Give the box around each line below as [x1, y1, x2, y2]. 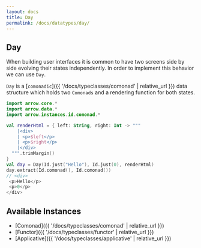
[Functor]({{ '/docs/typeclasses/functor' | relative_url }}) [14, 229, 154, 235]
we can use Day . [6, 71, 46, 78]
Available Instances [6, 206, 82, 216]
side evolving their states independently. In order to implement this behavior [6, 64, 194, 72]
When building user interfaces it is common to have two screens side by [6, 58, 185, 65]
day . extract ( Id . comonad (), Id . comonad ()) [6, 167, 112, 173]
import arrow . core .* [6, 100, 58, 107]
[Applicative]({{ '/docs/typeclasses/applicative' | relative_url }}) [14, 235, 172, 242]
